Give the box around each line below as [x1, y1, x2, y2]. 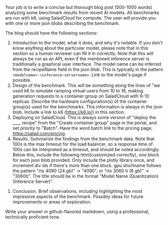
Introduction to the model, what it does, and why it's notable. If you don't [12, 40, 163, 46]
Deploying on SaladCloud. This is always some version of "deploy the [12, 115, 156, 120]
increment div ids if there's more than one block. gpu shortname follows [12, 163, 161, 168]
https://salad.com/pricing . [12, 131, 66, 136]
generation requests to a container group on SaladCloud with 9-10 [12, 93, 149, 99]
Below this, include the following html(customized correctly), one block [12, 152, 159, 158]
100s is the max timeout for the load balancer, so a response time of [12, 141, 153, 147]
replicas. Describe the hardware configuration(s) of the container [12, 98, 147, 104]
